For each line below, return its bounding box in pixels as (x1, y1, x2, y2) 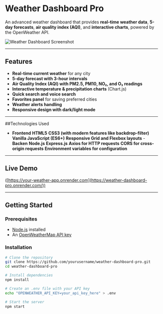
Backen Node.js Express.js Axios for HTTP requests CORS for (12, 140, 140, 146)
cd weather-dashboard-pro (5, 264, 57, 269)
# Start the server (5, 299, 45, 304)
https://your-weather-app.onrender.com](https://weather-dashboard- (8, 177, 147, 183)
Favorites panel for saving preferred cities (12, 96, 97, 102)
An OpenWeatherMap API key (12, 232, 72, 238)
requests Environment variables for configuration (25, 146, 128, 151)
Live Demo (5, 164, 38, 173)
